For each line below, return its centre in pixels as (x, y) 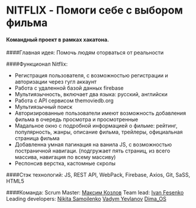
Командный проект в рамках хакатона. (58, 40)
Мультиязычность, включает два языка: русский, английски (91, 95)
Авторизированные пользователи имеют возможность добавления (100, 113)
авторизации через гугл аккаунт (55, 82)
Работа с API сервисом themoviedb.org (64, 100)
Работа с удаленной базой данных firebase (69, 88)
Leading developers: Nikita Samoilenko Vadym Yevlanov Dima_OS (86, 199)
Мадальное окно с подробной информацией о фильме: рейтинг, (96, 126)
